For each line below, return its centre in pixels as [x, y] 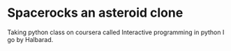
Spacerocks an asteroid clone [95, 13]
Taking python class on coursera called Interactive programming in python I [116, 32]
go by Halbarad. [30, 39]
